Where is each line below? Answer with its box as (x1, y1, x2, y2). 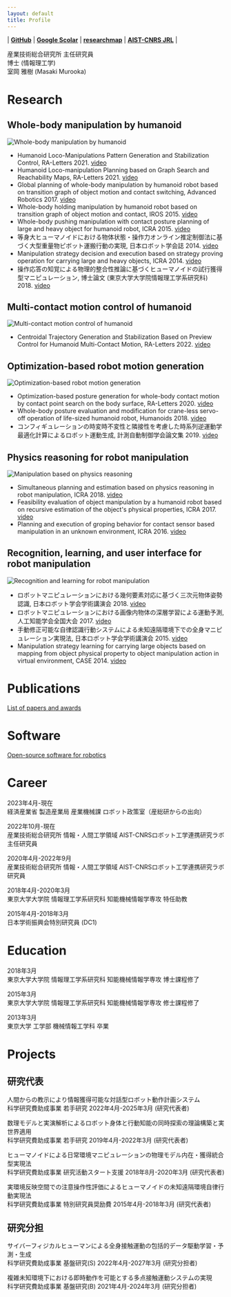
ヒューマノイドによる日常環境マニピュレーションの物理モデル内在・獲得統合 (7, 1150, 224, 1159)
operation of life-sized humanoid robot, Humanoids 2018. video (26, 414, 207, 423)
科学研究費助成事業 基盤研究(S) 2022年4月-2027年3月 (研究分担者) (7, 1259, 198, 1267)
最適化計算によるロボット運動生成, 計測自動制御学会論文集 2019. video (17, 431, 219, 439)
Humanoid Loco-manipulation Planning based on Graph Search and (17, 165, 210, 174)
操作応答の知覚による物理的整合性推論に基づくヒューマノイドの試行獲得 (17, 264, 223, 273)
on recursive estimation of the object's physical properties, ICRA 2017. (17, 505, 217, 513)
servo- (199, 407, 219, 415)
